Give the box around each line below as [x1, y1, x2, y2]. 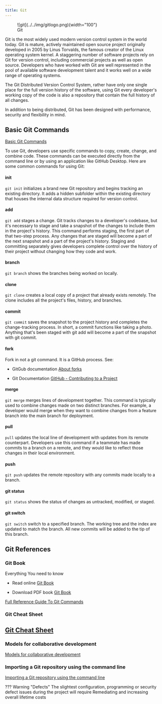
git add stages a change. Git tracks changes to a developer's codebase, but [5, 217, 158, 223]
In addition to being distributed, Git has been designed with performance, [5, 107, 151, 112]
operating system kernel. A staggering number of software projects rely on [5, 51, 154, 58]
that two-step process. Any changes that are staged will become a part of [5, 233, 152, 239]
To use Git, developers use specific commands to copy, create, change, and [5, 148, 157, 154]
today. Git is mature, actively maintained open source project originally [5, 41, 146, 47]
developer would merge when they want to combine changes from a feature [5, 407, 157, 413]
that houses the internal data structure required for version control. [5, 195, 138, 201]
